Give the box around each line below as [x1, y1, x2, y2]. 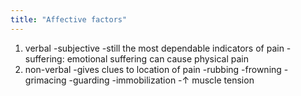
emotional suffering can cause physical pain [66, 52, 249, 65]
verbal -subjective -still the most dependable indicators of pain [24, 42, 285, 54]
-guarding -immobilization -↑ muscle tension [68, 74, 255, 86]
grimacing [24, 74, 67, 86]
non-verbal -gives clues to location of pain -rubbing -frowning [24, 63, 282, 75]
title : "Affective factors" [10, 14, 128, 25]
